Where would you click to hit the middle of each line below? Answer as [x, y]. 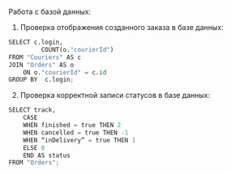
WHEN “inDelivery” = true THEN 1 [79, 140]
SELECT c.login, [36, 42]
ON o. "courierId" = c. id [65, 72]
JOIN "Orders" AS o [41, 65]
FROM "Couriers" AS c [45, 57]
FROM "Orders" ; [34, 163]
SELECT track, [32, 110]
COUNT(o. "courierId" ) [77, 49]
